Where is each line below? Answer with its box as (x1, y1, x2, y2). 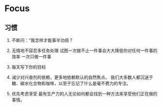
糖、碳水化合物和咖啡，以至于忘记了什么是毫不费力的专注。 (11, 81, 131, 86)
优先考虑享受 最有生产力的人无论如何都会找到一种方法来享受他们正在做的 (11, 91, 158, 96)
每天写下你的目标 (11, 64, 46, 70)
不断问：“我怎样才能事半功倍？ (11, 37, 73, 43)
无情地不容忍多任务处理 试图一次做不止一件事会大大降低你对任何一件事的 (11, 48, 158, 53)
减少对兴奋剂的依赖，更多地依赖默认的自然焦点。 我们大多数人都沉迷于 (11, 74, 153, 80)
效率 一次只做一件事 (11, 54, 51, 59)
